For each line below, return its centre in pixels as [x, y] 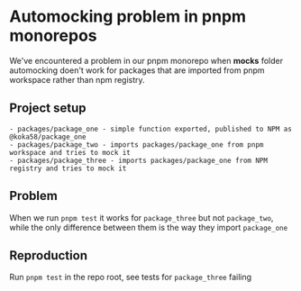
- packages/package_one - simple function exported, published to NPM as [151, 129]
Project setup [48, 109]
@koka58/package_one [48, 137]
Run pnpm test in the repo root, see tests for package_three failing [131, 277]
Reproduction [49, 255]
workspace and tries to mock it [70, 152]
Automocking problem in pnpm [128, 17]
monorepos [53, 36]
